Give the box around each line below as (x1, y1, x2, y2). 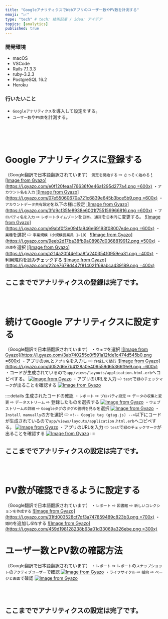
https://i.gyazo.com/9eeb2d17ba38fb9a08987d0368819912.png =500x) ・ (7, 238, 161, 244)
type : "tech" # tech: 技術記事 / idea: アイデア (5, 17, 103, 22)
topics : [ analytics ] (5, 21, 49, 27)
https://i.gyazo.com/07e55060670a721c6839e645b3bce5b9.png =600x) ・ (7, 194, 163, 201)
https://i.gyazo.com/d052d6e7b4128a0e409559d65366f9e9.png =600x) (7, 364, 158, 370)
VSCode (12, 61, 30, 67)
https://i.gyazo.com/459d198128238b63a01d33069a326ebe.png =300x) (7, 526, 158, 532)
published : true (5, 26, 39, 31)
